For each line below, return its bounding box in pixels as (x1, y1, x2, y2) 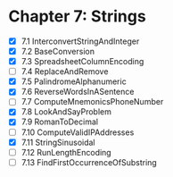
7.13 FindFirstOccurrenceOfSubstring (21, 156, 157, 167)
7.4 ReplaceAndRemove (21, 66, 109, 77)
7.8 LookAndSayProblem (21, 106, 112, 117)
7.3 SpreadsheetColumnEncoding (21, 56, 144, 67)
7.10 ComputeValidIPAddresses (21, 127, 135, 138)
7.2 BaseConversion (21, 46, 95, 56)
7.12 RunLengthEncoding (21, 147, 112, 157)
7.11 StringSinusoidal (21, 137, 95, 147)
